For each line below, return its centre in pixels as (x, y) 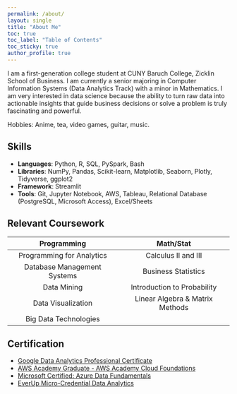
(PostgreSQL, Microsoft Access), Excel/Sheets (85, 201)
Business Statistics (174, 271)
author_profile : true (39, 54)
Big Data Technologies (63, 318)
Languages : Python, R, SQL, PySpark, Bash (81, 164)
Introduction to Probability (174, 287)
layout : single (30, 20)
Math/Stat (174, 243)
